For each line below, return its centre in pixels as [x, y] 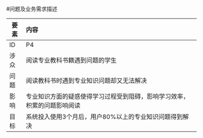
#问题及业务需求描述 [32, 9]
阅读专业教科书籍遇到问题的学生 [72, 60]
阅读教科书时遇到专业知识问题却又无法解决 [87, 80]
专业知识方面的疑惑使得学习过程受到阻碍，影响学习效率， [108, 96]
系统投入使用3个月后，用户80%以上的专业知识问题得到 [105, 117]
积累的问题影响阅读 [53, 105]
